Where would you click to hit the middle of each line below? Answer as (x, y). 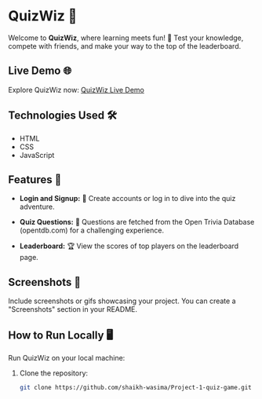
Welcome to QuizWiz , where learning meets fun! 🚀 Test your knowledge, (126, 38)
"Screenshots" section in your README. (73, 309)
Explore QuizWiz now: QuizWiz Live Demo (76, 90)
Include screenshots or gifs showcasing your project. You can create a (122, 301)
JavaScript (37, 155)
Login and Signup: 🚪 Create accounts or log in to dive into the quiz (127, 199)
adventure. (37, 207)
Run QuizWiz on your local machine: (67, 358)
